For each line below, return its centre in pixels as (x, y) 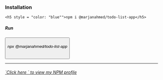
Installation (19, 7)
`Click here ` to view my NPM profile (41, 72)
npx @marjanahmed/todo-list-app (38, 46)
